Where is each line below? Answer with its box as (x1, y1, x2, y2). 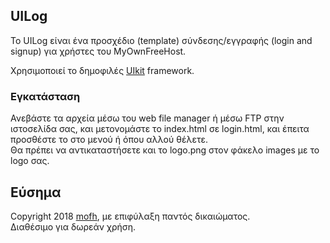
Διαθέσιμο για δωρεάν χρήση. (10, 220, 137, 233)
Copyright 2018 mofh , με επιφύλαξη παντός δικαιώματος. (10, 210, 251, 222)
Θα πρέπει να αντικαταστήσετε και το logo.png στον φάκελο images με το (10, 144, 320, 156)
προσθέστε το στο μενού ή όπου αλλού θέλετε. (10, 134, 209, 146)
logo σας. (10, 155, 50, 167)
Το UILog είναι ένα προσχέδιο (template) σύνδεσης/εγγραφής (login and (10, 34, 313, 46)
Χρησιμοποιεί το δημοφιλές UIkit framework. (10, 64, 195, 76)
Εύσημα (10, 184, 62, 201)
